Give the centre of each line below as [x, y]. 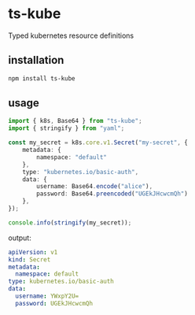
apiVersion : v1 [33, 252]
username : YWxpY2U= [47, 296]
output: [20, 238]
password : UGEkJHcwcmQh [54, 303]
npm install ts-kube [42, 78]
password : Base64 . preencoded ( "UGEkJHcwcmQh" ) [112, 194]
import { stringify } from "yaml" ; [66, 128]
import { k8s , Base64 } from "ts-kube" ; [75, 121]
